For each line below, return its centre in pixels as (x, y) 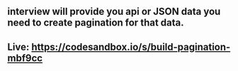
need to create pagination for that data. (96, 23)
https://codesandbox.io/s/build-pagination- (131, 47)
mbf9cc (25, 58)
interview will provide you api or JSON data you (114, 12)
